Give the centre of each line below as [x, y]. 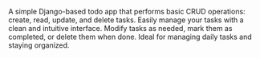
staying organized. [39, 45]
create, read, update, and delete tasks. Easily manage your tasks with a [126, 20]
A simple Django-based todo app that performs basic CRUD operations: [127, 12]
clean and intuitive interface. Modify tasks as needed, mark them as [120, 28]
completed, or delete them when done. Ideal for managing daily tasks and [130, 37]
